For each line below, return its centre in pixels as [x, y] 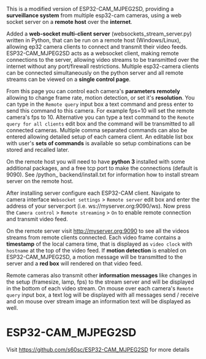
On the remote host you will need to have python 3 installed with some [96, 161]
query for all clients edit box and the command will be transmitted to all [101, 124]
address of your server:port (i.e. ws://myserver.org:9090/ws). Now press [99, 206]
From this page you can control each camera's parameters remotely [93, 91]
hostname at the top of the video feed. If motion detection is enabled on [97, 250]
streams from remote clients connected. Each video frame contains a [93, 237]
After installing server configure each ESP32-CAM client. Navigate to [93, 193]
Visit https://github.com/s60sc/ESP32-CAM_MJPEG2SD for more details [98, 349]
